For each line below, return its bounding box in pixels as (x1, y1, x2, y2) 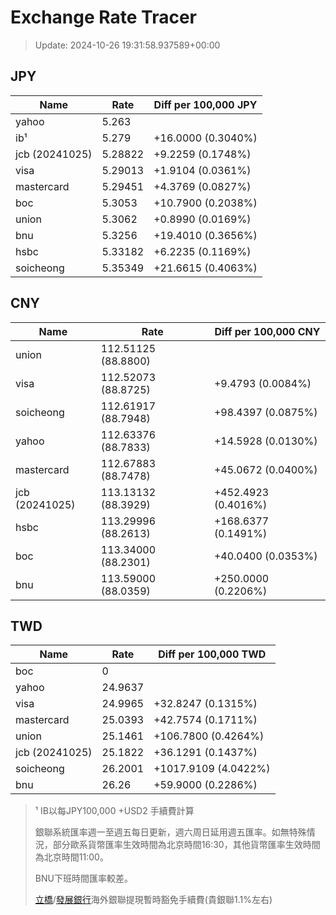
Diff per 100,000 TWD (158, 647, 267, 661)
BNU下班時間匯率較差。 (34, 872, 133, 885)
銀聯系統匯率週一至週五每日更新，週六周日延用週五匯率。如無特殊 (34, 826, 307, 838)
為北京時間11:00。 (34, 851, 109, 863)
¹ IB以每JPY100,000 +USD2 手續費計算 (34, 805, 195, 817)
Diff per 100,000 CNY (214, 324, 321, 338)
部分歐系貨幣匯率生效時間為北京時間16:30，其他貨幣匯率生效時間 (52, 839, 321, 851)
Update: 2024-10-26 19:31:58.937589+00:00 (34, 39, 221, 51)
